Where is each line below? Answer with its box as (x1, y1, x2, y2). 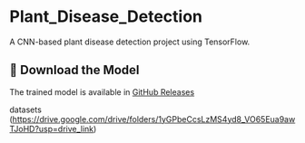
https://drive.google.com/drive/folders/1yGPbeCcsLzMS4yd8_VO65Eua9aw (12, 113, 296, 124)
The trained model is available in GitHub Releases (9, 86, 195, 97)
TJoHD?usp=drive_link (9, 123, 94, 134)
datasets (9, 104, 43, 115)
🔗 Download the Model (9, 62, 140, 78)
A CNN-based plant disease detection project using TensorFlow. (9, 36, 251, 47)
